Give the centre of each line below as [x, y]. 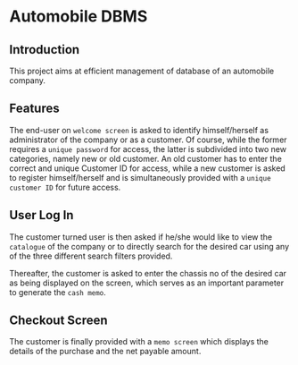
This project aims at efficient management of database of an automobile [142, 71]
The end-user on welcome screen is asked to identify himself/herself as [139, 130]
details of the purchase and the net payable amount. [105, 352]
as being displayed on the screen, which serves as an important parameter [147, 283]
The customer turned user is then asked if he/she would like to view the [141, 237]
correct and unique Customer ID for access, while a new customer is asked [147, 168]
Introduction [45, 50]
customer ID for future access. [65, 187]
